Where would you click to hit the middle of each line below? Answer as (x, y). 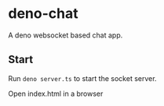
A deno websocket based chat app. (66, 35)
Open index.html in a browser (56, 94)
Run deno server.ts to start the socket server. (82, 78)
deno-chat (43, 14)
